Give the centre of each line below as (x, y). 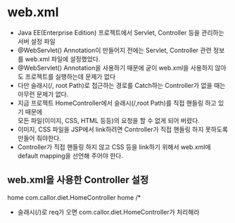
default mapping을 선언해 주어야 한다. (70, 155)
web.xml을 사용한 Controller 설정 (78, 180)
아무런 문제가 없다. (43, 94)
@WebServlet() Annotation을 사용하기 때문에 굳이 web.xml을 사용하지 (115, 68)
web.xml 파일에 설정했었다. (63, 59)
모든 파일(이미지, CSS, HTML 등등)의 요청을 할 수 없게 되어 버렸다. (109, 120)
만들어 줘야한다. (39, 138)
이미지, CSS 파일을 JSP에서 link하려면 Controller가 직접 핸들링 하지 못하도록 (123, 129)
